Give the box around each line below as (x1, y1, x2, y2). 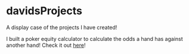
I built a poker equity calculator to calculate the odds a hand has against (6, 35, 183, 42)
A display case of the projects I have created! (6, 24, 117, 31)
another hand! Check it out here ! (6, 42, 86, 49)
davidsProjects (6, 4, 82, 18)
